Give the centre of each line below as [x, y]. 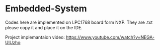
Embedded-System [46, 9]
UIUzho [13, 42]
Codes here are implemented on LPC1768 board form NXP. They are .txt [79, 22]
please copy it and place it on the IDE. [44, 27]
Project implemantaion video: [35, 37]
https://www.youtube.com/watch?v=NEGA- [110, 37]
